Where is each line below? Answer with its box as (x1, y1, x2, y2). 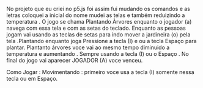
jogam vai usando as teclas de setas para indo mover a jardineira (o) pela (6, 31, 191, 38)
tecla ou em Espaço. (6, 75, 58, 82)
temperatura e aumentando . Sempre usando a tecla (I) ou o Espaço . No (6, 50, 190, 57)
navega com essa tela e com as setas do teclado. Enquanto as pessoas (6, 24, 186, 32)
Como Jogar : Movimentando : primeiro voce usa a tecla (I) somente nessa (6, 69, 194, 75)
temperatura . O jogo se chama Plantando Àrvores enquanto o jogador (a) (6, 18, 192, 25)
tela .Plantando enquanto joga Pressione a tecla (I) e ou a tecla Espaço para (6, 38, 197, 44)
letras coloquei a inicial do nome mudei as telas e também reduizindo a (6, 12, 185, 19)
